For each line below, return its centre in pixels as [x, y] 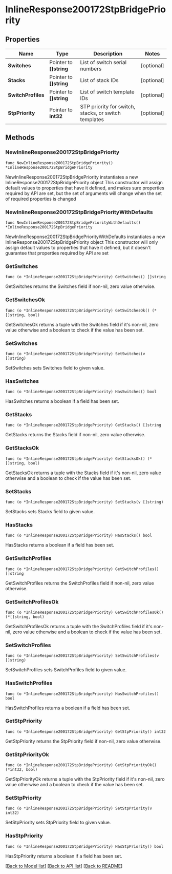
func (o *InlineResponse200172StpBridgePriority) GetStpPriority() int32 [86, 732]
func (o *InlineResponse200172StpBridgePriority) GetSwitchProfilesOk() [84, 612]
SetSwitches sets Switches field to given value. [55, 367]
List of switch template [107, 92]
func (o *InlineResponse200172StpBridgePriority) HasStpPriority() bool [84, 846]
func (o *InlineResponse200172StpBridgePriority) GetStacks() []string [83, 425]
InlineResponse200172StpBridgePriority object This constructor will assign [84, 182]
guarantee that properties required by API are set [57, 253]
